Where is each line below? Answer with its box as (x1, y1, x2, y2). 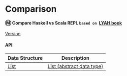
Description (61, 54, 90, 61)
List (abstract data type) (47, 63, 103, 70)
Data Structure (7, 54, 43, 61)
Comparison (5, 3, 57, 15)
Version (5, 31, 21, 37)
